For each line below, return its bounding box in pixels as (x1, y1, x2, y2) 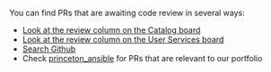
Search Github (22, 44, 76, 54)
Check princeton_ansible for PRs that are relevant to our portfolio (22, 53, 263, 63)
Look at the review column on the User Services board (22, 35, 224, 44)
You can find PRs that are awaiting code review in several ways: (9, 8, 245, 18)
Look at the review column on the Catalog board (22, 25, 201, 35)
